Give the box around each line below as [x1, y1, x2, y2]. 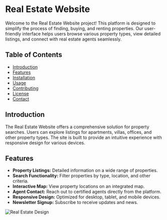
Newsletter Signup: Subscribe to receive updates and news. [12, 199, 138, 205]
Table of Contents [5, 51, 63, 59]
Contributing [12, 85, 39, 91]
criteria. [12, 178, 29, 184]
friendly [5, 31, 22, 37]
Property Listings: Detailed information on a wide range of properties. [12, 167, 158, 173]
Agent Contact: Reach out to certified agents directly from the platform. [12, 189, 161, 195]
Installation [12, 74, 36, 81]
